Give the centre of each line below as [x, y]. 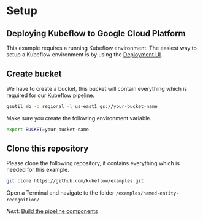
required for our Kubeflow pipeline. [51, 95]
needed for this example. [38, 170]
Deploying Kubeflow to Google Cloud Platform [96, 33]
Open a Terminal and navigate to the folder [60, 193]
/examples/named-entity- [147, 193]
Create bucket [34, 74]
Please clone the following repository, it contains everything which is [93, 163]
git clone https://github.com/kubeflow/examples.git [75, 181]
